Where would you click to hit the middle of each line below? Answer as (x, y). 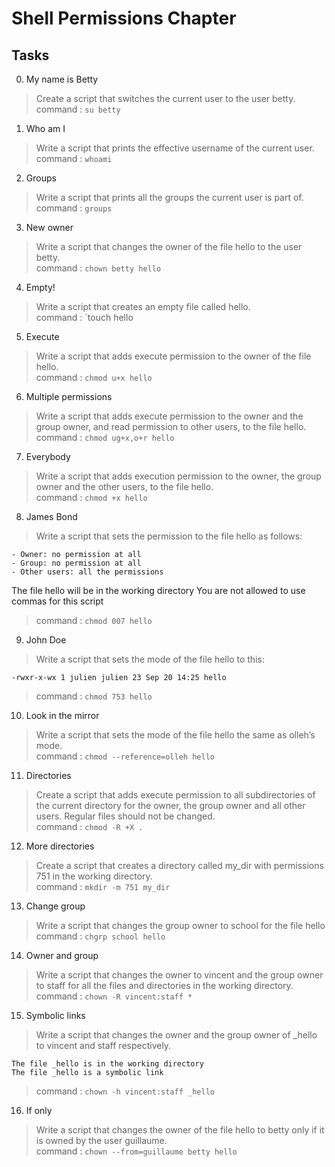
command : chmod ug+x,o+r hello (105, 437)
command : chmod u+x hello (94, 377)
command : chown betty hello (98, 268)
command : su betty (78, 109)
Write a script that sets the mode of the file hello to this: (150, 659)
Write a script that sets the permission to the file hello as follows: (169, 536)
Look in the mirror (62, 715)
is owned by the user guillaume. (101, 1140)
